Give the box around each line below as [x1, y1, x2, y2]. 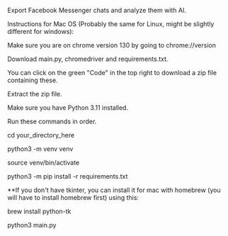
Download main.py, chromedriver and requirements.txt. [7, 55, 169, 63]
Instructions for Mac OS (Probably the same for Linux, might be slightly [7, 20, 215, 28]
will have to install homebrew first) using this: [7, 193, 139, 201]
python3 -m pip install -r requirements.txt [7, 172, 128, 180]
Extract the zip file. [7, 90, 62, 98]
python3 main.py [7, 221, 57, 229]
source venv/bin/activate [7, 159, 80, 167]
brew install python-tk [7, 207, 72, 215]
